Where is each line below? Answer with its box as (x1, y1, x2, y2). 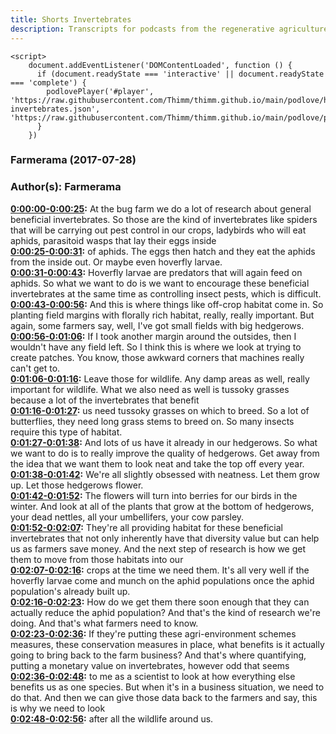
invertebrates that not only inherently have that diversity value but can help (10, 532, 320, 544)
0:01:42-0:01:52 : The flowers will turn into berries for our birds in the (10, 489, 298, 501)
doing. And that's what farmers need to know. (10, 617, 199, 629)
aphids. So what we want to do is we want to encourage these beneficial (10, 277, 310, 289)
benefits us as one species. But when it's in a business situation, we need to (10, 681, 325, 693)
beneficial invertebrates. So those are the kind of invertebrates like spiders (10, 213, 318, 225)
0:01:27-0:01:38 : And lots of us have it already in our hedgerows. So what (10, 436, 318, 448)
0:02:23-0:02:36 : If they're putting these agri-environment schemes (10, 627, 297, 640)
